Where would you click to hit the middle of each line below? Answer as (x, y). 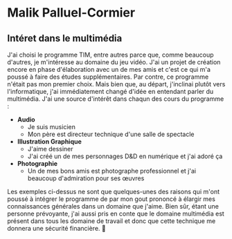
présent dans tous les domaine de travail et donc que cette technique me (111, 221)
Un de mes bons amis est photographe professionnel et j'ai (111, 171)
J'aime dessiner (51, 149)
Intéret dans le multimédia (65, 38)
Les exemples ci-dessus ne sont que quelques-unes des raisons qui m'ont (114, 192)
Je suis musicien (52, 127)
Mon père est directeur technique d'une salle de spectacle (111, 134)
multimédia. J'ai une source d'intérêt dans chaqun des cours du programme (116, 99)
